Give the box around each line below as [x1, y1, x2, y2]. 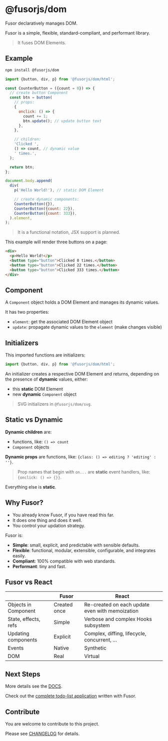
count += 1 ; [23, 114, 48, 119]
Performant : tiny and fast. [12, 563, 66, 569]
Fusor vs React [5, 578, 52, 587]
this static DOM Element [12, 386, 63, 392]
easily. [12, 552, 26, 559]
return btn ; [9, 164, 35, 169]
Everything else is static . [5, 484, 56, 490]
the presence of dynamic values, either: [5, 376, 88, 382]
